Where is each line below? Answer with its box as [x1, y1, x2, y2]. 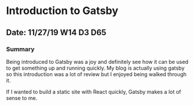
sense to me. [6, 94, 38, 101]
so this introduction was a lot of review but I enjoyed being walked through [6, 70, 187, 77]
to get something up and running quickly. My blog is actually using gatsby [6, 64, 185, 71]
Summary [6, 45, 35, 53]
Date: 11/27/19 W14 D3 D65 [6, 28, 107, 37]
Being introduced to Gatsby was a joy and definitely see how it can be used [6, 58, 189, 65]
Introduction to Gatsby [6, 4, 119, 18]
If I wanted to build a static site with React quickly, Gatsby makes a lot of [6, 88, 181, 95]
